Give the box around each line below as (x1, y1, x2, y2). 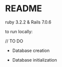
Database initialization (12, 57, 58, 63)
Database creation (12, 47, 50, 53)
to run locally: (5, 28, 33, 34)
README (5, 3, 42, 14)
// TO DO (5, 38, 24, 44)
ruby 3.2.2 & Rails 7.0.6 (5, 19, 52, 25)
